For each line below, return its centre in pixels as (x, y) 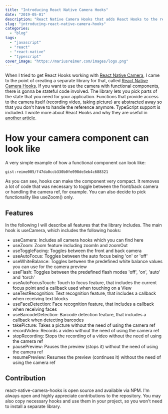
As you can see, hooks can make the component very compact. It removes (82, 181)
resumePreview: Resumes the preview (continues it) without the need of (87, 357)
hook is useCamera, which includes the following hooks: (63, 230)
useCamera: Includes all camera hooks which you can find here (78, 240)
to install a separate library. (33, 406)
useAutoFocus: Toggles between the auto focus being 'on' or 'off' (80, 256)
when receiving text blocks (40, 298)
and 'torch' (23, 277)
